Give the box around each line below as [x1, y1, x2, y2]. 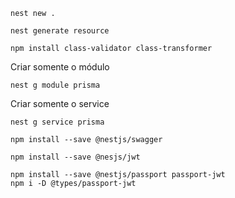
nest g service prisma [10, 117, 105, 127]
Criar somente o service [10, 98, 110, 109]
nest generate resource [10, 26, 110, 36]
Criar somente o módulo [10, 61, 110, 73]
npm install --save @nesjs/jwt [10, 152, 141, 162]
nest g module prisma [10, 80, 101, 90]
